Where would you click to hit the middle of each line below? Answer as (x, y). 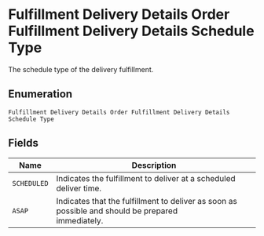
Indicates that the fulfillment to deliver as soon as (147, 201)
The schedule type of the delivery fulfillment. (81, 69)
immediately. (80, 220)
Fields (24, 143)
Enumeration (40, 94)
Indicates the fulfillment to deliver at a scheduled (146, 178)
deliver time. (79, 188)
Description (154, 165)
